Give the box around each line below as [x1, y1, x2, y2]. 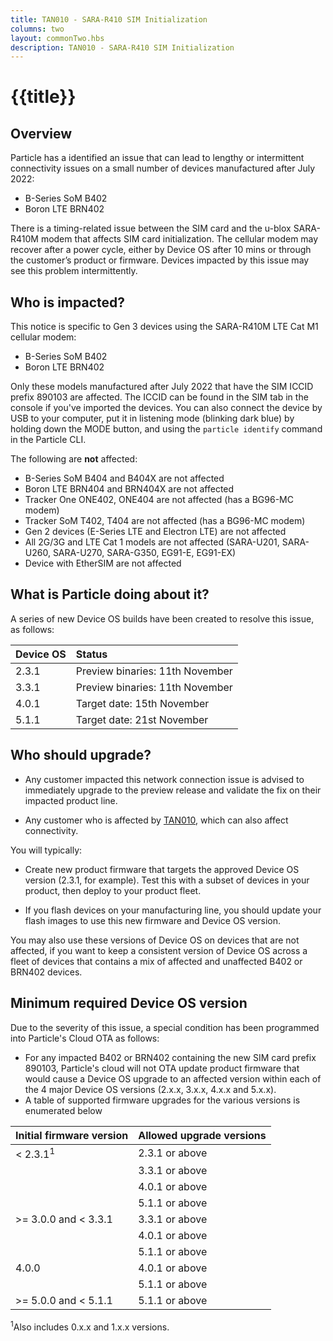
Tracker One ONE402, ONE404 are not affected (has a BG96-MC [24, 494, 294, 506]
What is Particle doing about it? [10, 586, 210, 603]
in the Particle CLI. [10, 434, 87, 446]
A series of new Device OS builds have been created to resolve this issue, [10, 612, 315, 625]
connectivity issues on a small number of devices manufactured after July [10, 162, 316, 175]
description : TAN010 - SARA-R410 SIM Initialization [10, 42, 235, 53]
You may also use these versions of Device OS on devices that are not [10, 934, 300, 946]
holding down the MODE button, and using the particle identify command [10, 423, 323, 435]
